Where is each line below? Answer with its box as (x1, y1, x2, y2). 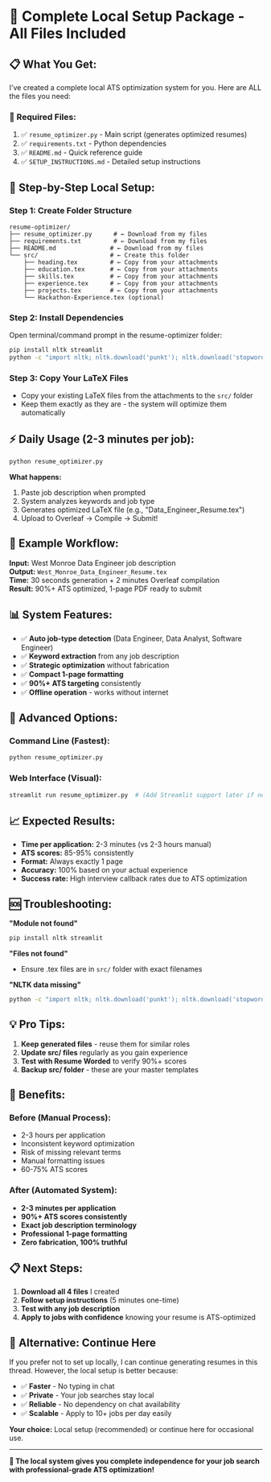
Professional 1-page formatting (20, 1228, 128, 1238)
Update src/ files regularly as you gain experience (20, 1047, 188, 1057)
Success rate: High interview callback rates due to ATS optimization (20, 873, 248, 884)
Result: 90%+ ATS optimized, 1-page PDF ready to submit (9, 584, 202, 593)
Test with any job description (20, 1304, 121, 1314)
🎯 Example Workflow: (9, 537, 119, 551)
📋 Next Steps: (9, 1261, 84, 1275)
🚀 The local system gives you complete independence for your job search (9, 1456, 260, 1466)
